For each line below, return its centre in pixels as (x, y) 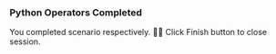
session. (25, 41)
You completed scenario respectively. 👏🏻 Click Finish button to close (138, 32)
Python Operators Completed (76, 13)
